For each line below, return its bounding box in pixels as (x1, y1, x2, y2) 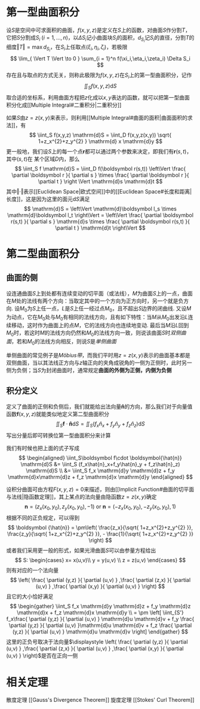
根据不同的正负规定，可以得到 (6, 514, 79, 521)
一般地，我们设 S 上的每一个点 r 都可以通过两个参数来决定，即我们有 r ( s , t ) (11, 147, 187, 155)
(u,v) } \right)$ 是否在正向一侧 (6, 652, 78, 659)
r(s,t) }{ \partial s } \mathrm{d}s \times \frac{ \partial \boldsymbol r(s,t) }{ (11, 218, 190, 225)
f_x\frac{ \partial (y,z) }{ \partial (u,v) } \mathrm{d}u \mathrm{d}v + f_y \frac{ (6, 616, 195, 623)
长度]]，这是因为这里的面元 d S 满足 (6, 195, 90, 203)
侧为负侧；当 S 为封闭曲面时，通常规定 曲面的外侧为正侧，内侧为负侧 (6, 366, 172, 373)
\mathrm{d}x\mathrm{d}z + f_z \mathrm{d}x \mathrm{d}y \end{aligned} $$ (8, 473, 193, 480)
